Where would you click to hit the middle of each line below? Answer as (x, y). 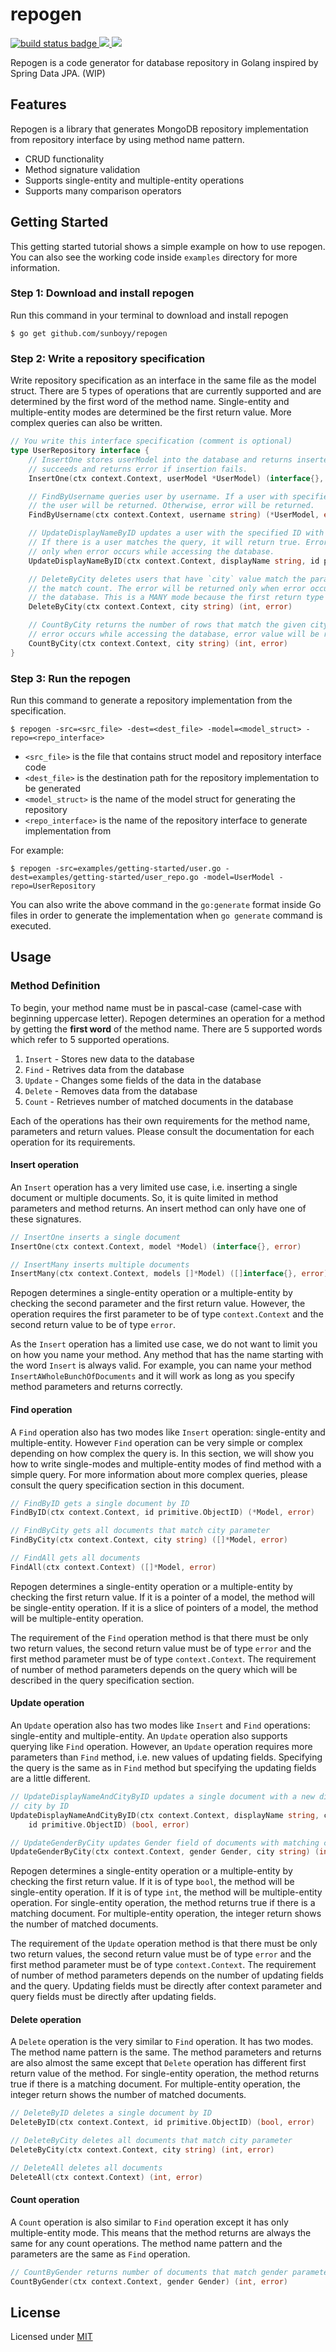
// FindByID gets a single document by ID (100, 1503)
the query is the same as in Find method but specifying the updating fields (163, 1767)
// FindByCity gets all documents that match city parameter (140, 1531)
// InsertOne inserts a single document (96, 1237)
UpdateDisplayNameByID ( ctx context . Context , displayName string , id (174, 561)
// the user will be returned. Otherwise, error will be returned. (171, 506)
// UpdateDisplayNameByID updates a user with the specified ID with (176, 533)
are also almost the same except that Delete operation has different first (158, 2063)
